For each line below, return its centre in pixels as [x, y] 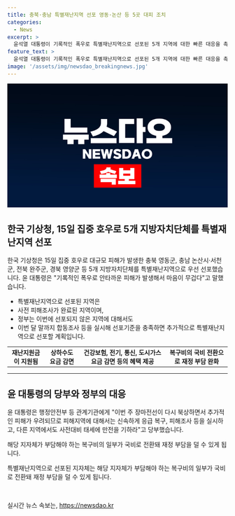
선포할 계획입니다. [60, 337]
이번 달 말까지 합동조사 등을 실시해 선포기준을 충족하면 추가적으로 [106, 328]
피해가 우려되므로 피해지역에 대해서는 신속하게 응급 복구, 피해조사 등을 [109, 421]
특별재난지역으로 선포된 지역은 [58, 302]
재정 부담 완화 [200, 361]
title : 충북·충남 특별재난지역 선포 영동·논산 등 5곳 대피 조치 [87, 15]
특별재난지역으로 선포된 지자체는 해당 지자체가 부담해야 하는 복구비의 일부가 [110, 468]
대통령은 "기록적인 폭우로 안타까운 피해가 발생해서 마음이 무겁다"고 [120, 278]
